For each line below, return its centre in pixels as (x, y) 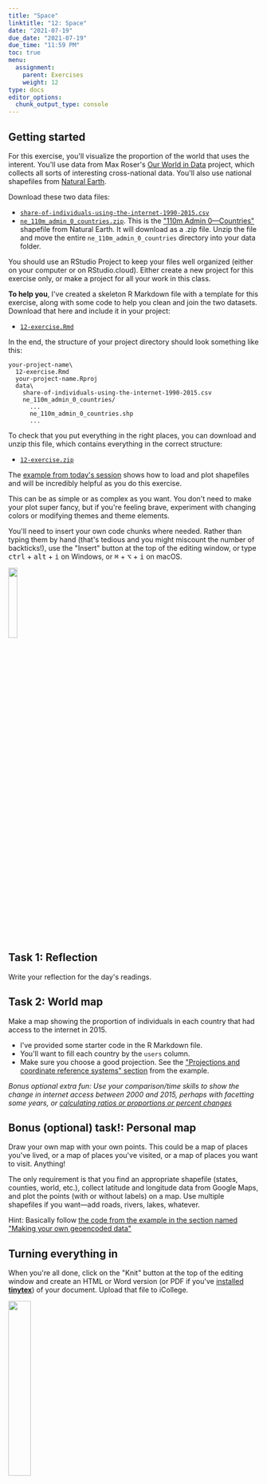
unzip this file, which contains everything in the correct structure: (116, 444)
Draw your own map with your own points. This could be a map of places (128, 1147)
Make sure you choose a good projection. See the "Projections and (130, 1062)
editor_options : (35, 97)
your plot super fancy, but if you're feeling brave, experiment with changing (132, 507)
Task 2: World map (56, 1002)
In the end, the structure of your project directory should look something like (133, 342)
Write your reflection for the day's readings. (80, 976)
